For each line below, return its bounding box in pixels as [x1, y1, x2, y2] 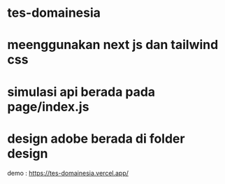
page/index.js [7, 99, 89, 115]
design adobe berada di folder [7, 131, 185, 146]
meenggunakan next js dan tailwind [7, 37, 219, 53]
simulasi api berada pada [7, 84, 156, 99]
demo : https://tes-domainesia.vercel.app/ [7, 169, 129, 177]
